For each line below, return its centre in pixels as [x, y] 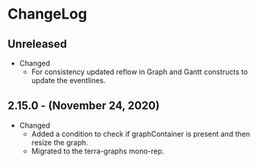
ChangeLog [47, 14]
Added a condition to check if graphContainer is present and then [141, 133]
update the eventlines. [68, 80]
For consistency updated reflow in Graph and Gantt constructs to [140, 72]
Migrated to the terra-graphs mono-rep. [98, 151]
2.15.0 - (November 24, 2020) [84, 106]
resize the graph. [59, 142]
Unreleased [38, 44]
